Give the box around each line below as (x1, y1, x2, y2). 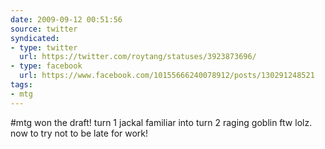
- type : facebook (10, 61, 83, 71)
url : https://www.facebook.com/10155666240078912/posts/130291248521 (19, 71, 315, 81)
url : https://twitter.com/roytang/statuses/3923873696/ (19, 52, 257, 62)
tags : (10, 80, 33, 90)
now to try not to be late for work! (10, 127, 149, 139)
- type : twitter (10, 42, 78, 53)
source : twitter (10, 24, 78, 34)
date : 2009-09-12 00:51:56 (10, 14, 123, 25)
